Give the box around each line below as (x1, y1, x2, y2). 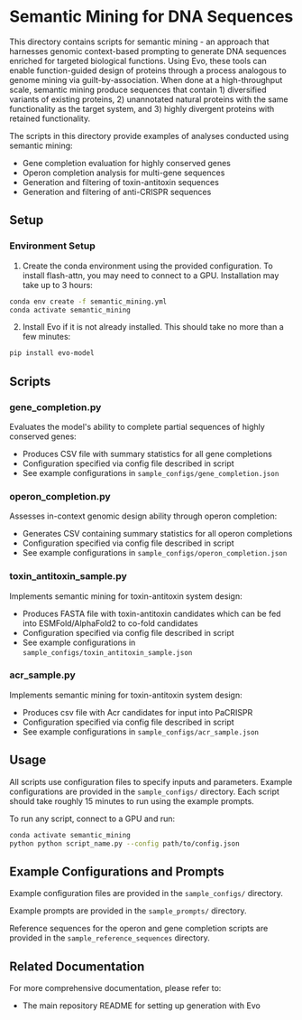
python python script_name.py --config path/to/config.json (9, 838, 241, 848)
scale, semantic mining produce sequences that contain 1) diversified (9, 84, 267, 95)
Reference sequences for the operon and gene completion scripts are (9, 923, 269, 934)
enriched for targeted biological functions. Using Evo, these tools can (9, 55, 268, 66)
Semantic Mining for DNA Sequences (9, 6, 294, 27)
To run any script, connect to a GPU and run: (9, 813, 176, 824)
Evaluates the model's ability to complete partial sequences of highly (9, 421, 266, 432)
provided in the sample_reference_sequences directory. (9, 932, 210, 943)
